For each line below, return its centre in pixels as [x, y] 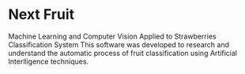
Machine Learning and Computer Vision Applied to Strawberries [112, 36]
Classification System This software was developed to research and [119, 44]
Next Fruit [41, 15]
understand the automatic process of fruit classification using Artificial [122, 53]
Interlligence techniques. [49, 61]
